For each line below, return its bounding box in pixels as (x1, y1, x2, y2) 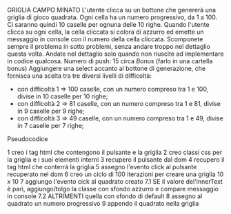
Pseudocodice (7, 135, 48, 143)
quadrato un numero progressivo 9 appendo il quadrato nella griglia (7, 200, 199, 207)
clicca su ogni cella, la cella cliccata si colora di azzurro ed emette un (7, 28, 205, 36)
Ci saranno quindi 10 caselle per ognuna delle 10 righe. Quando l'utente (7, 21, 210, 28)
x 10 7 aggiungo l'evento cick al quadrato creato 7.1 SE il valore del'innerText (7, 178, 223, 185)
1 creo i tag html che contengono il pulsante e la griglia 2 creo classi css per (7, 148, 223, 156)
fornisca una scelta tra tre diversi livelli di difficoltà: (7, 72, 152, 80)
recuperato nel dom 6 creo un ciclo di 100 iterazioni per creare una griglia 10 (7, 170, 224, 178)
